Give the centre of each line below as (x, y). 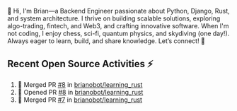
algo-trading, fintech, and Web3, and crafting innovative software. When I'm (118, 26)
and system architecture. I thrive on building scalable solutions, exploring (114, 18)
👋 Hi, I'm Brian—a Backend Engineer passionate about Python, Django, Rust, (118, 11)
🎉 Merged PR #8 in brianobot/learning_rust (80, 84)
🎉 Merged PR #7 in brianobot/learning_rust (80, 100)
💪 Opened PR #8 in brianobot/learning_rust (80, 92)
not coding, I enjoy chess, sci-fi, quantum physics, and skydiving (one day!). (118, 33)
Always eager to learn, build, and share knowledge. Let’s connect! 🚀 (106, 41)
